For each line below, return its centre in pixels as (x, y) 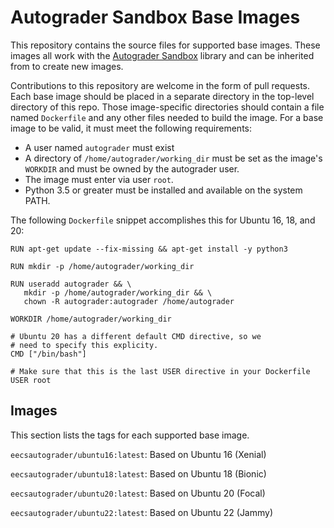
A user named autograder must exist (99, 147)
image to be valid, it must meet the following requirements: (131, 128)
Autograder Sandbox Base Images (155, 17)
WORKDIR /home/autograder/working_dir (91, 319)
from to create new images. (67, 66)
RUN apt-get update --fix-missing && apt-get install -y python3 (149, 249)
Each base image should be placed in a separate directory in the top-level (162, 96)
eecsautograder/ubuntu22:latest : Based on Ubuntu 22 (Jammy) (142, 512)
